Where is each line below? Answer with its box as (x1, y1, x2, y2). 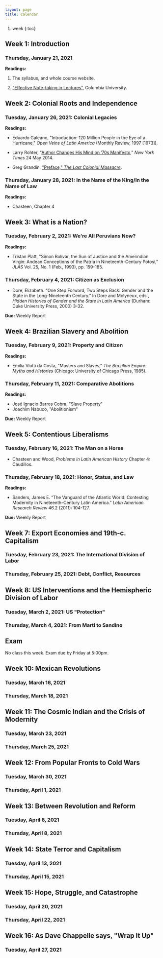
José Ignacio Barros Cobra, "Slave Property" (12, 401, 103, 407)
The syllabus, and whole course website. (12, 75, 95, 81)
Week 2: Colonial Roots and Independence (5, 99, 138, 108)
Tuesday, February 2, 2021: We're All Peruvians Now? (5, 232, 136, 239)
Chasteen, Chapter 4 (12, 203, 55, 210)
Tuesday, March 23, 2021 (5, 730, 67, 737)
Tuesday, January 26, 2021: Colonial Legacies (5, 114, 117, 121)
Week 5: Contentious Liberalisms (5, 430, 109, 438)
